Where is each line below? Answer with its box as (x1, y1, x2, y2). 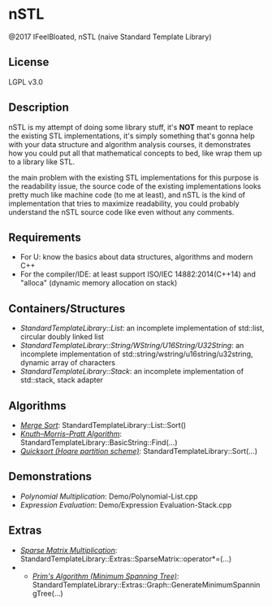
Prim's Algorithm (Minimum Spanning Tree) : (32, 571, 179, 581)
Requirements (8, 230, 81, 244)
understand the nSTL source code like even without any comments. (8, 207, 235, 216)
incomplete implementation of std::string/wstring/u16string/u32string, (19, 349, 253, 359)
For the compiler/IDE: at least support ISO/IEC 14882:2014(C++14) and (19, 269, 256, 279)
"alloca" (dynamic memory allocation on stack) (19, 278, 178, 288)
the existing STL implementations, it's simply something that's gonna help (8, 131, 255, 141)
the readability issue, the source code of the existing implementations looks (8, 181, 261, 191)
